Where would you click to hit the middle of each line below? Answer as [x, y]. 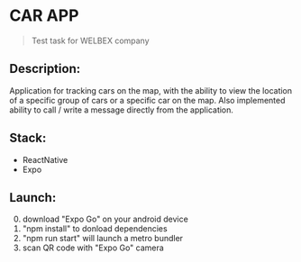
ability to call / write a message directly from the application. [122, 110]
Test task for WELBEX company [91, 41]
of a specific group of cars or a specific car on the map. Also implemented [147, 100]
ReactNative [45, 159]
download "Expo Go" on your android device [105, 219]
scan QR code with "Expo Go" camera [93, 248]
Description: [45, 69]
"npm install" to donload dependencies [95, 229]
